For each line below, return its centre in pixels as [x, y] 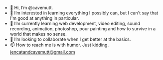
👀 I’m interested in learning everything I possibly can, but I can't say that [84, 13]
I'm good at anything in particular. [44, 18]
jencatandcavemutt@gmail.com [42, 52]
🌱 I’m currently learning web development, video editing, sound [75, 23]
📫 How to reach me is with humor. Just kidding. [59, 45]
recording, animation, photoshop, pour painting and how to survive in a [83, 29]
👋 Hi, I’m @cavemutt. [31, 8]
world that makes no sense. [38, 34]
